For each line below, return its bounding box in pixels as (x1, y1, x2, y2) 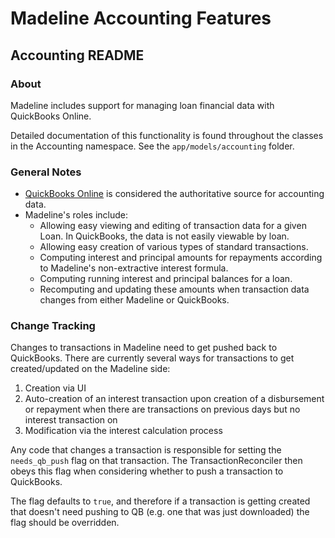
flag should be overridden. (10, 517, 120, 529)
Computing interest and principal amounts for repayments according (39, 252, 323, 264)
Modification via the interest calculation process (24, 425, 223, 437)
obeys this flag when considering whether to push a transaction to (10, 465, 284, 477)
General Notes (10, 165, 82, 179)
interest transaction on (24, 414, 118, 426)
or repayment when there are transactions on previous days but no (24, 403, 301, 416)
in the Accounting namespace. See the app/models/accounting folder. (10, 140, 295, 152)
